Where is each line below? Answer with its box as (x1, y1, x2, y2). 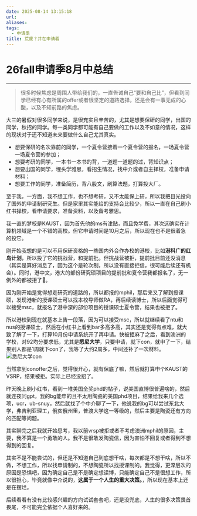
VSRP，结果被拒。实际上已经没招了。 (6, 373, 97, 380)
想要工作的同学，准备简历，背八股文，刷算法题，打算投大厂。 (14, 180, 164, 187)
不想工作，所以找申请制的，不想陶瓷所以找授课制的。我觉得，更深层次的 (16, 461, 191, 468)
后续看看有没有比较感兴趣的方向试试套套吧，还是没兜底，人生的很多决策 (6, 496, 181, 503)
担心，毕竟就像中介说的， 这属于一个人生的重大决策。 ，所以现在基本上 (16, 476, 184, 483)
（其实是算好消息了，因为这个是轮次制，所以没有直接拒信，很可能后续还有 (6, 262, 186, 269)
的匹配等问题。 (6, 414, 42, 421)
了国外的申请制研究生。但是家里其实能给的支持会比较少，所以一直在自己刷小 (6, 200, 191, 207)
